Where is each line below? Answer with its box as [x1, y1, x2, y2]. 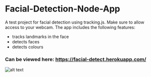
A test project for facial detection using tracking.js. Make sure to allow [5, 19, 144, 25]
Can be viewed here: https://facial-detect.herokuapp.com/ [5, 56, 147, 63]
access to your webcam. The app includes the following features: [5, 24, 136, 30]
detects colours [12, 44, 44, 50]
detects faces [12, 38, 40, 44]
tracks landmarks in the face [12, 34, 69, 39]
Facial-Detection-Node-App [5, 3, 121, 14]
